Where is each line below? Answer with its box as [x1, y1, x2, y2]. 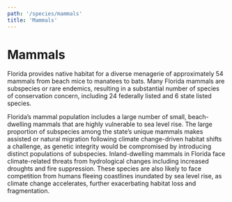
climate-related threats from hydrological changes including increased [7, 157, 209, 166]
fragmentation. [7, 187, 50, 195]
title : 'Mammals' [7, 17, 58, 24]
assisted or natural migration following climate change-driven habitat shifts [7, 135, 222, 143]
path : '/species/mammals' [7, 10, 82, 17]
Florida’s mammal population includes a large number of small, [7, 113, 187, 121]
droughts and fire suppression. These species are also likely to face [7, 164, 202, 173]
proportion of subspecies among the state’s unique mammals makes [7, 127, 203, 136]
